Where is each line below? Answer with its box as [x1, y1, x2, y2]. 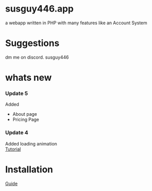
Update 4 [5, 129, 29, 136]
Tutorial [5, 146, 21, 152]
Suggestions [5, 37, 59, 49]
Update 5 [5, 89, 28, 97]
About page [12, 111, 37, 117]
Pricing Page [12, 117, 39, 123]
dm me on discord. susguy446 [5, 54, 69, 60]
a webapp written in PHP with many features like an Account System [5, 20, 147, 26]
